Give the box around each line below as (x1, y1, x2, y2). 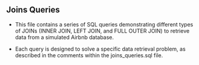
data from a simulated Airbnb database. (15, 33, 114, 41)
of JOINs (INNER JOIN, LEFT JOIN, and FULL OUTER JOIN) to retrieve (15, 27, 190, 34)
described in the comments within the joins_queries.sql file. (15, 51, 163, 59)
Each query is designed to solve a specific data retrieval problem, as (15, 45, 186, 52)
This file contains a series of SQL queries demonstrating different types (15, 20, 194, 28)
